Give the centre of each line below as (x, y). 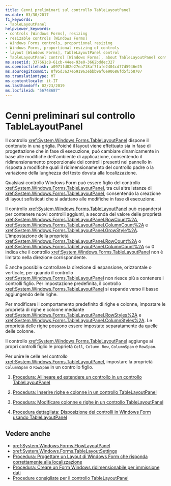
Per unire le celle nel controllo (36, 356)
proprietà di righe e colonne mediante (45, 310)
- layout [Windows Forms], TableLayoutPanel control (62, 52)
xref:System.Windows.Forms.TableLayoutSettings (65, 451)
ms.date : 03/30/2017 (27, 15)
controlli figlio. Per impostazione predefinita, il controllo (63, 283)
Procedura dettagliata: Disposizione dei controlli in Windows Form (82, 412)
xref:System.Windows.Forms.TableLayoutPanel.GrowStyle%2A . (72, 231)
